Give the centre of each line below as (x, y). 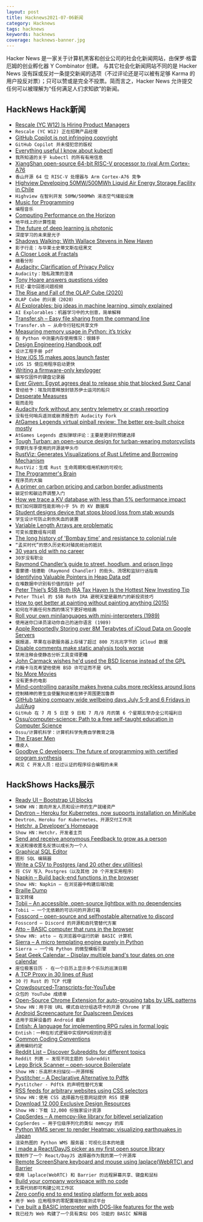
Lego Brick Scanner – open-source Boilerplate (73, 1065)
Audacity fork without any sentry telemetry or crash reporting (92, 409)
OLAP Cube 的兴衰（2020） (45, 299)
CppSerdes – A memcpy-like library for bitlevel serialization (89, 1116)
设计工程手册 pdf (34, 351)
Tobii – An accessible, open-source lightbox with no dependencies (98, 903)
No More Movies (36, 674)
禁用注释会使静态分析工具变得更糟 (51, 655)
